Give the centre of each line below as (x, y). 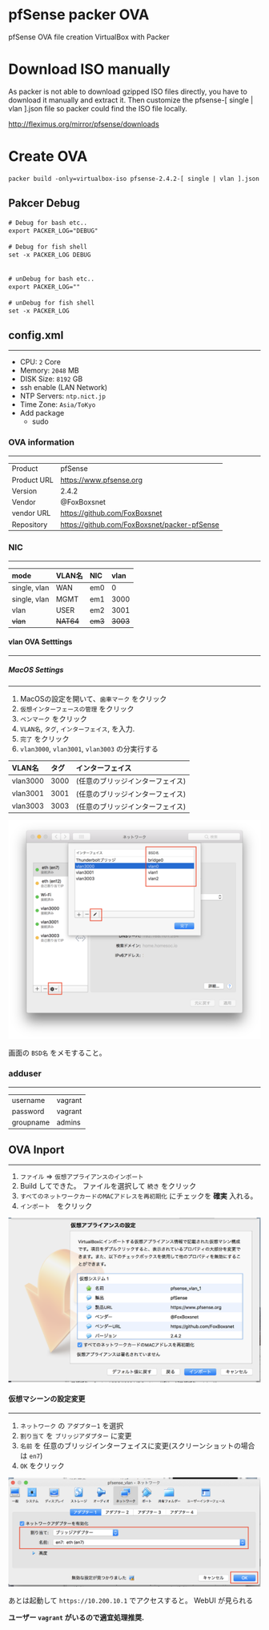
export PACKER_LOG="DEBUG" (53, 231)
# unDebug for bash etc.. (51, 279)
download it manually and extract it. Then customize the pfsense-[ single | (131, 100)
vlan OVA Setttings (40, 642)
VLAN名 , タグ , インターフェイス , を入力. (77, 728)
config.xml (36, 335)
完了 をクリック (44, 739)
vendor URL (31, 513)
